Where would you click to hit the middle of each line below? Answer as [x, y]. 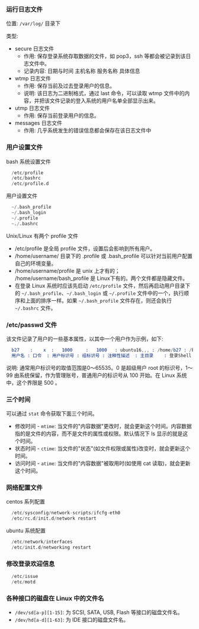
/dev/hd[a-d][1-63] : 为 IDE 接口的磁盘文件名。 [72, 620]
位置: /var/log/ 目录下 [33, 23]
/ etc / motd [23, 582]
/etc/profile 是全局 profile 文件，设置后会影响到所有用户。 [85, 249]
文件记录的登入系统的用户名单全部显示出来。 [104, 101]
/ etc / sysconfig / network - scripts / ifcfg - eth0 [66, 513]
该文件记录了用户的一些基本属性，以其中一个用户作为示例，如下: [85, 339]
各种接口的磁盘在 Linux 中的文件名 [55, 598]
